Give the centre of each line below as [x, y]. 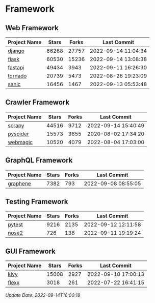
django [16, 51]
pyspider [18, 134]
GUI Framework [31, 251]
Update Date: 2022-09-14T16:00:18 [43, 295]
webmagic [20, 142]
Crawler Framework [37, 102]
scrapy [16, 125]
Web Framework [32, 28]
